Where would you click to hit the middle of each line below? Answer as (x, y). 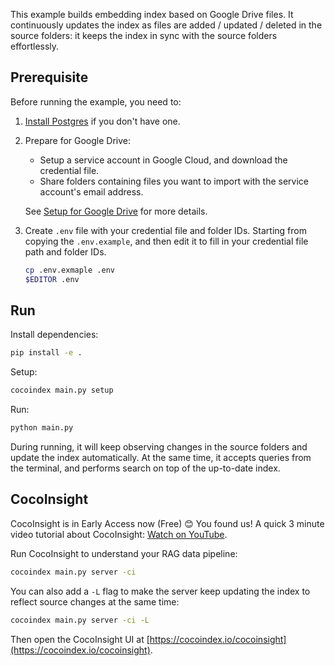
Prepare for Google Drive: (78, 140)
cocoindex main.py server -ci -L (80, 620)
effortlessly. (35, 46)
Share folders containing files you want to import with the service (174, 181)
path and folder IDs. (65, 251)
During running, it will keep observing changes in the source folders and (159, 447)
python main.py (42, 428)
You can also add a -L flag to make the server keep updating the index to (160, 591)
